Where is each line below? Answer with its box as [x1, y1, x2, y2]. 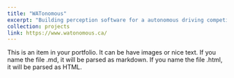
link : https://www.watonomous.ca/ [7, 29, 108, 37]
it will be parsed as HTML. [7, 63, 82, 71]
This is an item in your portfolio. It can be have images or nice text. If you [7, 48, 216, 57]
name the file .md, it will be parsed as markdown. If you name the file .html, [7, 56, 223, 64]
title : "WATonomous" [7, 10, 68, 17]
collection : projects [7, 23, 70, 30]
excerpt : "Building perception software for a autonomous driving [7, 17, 204, 23]
